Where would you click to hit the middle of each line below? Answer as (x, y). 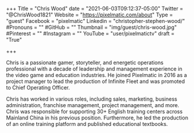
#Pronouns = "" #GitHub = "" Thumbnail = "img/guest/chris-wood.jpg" (91, 27)
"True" (14, 40)
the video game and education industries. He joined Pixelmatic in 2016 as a (97, 75)
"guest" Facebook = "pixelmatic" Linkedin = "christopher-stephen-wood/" (96, 21)
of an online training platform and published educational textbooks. (87, 124)
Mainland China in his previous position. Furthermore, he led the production (97, 118)
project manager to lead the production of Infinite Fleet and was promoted (96, 81)
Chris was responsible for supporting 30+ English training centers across (94, 112)
